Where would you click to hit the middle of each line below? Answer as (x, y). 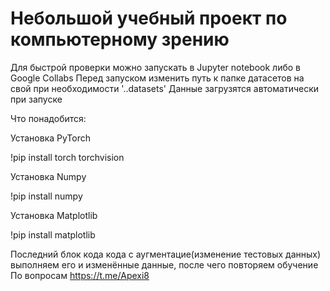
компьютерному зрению (120, 39)
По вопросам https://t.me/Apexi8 (80, 275)
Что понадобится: (48, 118)
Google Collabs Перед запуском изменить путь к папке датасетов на (157, 78)
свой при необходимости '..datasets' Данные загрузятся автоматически (165, 88)
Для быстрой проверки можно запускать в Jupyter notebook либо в (155, 67)
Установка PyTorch (51, 138)
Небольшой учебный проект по (149, 18)
